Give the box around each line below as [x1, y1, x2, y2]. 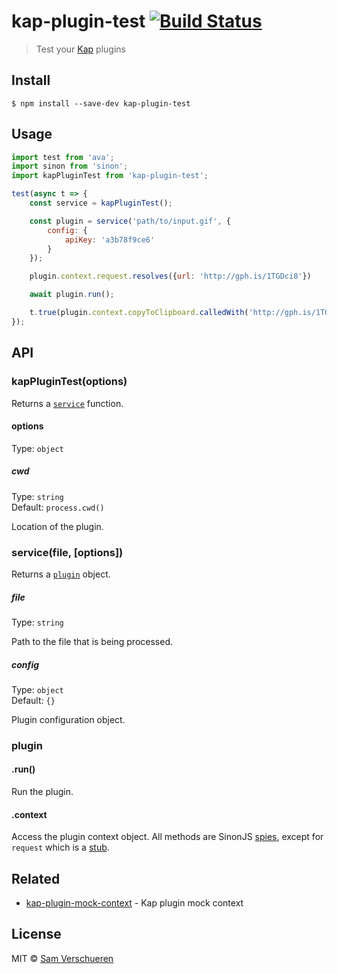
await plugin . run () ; [29, 290, 115, 300]
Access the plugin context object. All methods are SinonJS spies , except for [11, 831, 324, 843]
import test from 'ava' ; [11, 152, 115, 162]
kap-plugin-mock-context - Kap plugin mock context [25, 897, 244, 909]
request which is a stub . [11, 841, 110, 854]
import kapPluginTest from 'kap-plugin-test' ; [11, 171, 209, 181]
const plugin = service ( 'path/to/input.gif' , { [29, 216, 231, 226]
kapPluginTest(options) [11, 375, 128, 389]
